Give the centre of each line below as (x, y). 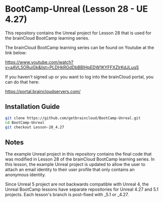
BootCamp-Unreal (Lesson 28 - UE (76, 9)
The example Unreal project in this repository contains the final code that (79, 154)
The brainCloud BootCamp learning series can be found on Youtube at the (80, 47)
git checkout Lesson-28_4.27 (35, 127)
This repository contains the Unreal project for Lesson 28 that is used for (78, 33)
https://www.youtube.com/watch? (39, 62)
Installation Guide (32, 107)
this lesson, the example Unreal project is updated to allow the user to (75, 164)
